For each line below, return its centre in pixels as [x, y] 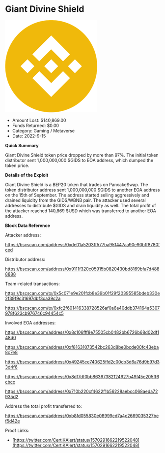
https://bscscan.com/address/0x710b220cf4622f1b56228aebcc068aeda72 [82, 391]
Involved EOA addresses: [30, 323]
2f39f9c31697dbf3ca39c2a [33, 298]
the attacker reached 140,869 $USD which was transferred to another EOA [81, 211]
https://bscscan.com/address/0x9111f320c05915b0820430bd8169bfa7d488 [82, 269]
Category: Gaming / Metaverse [43, 130]
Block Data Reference [28, 226]
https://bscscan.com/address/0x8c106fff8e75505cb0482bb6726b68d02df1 [82, 332]
